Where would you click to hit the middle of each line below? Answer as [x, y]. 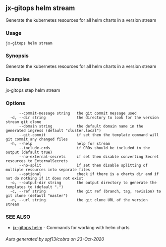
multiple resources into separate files [48, 170]
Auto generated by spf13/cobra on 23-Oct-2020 [55, 239]
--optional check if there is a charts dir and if [89, 174]
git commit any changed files [37, 139]
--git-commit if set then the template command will [89, 135]
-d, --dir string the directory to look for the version [84, 118]
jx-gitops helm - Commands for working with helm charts [71, 228]
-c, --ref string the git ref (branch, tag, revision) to [86, 191]
